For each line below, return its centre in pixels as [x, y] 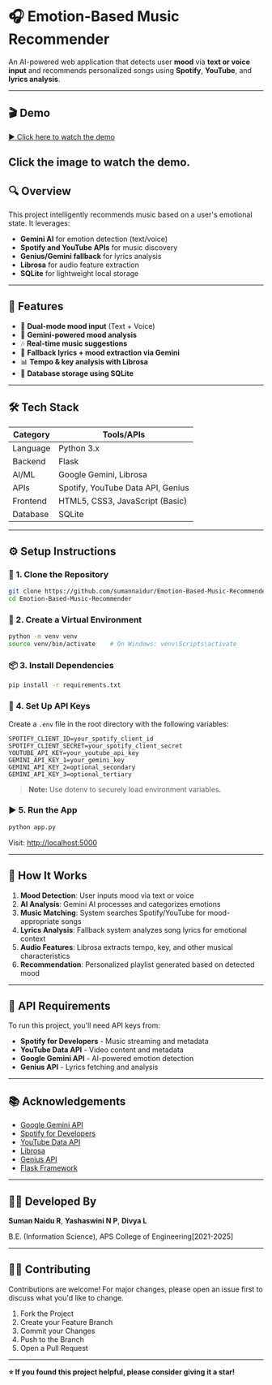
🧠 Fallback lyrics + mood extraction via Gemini [100, 352]
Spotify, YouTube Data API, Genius [123, 487]
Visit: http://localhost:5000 [53, 843]
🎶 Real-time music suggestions [74, 343]
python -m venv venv [43, 636]
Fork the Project [47, 1314]
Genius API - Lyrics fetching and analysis [89, 1067]
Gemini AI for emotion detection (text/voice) [94, 239]
